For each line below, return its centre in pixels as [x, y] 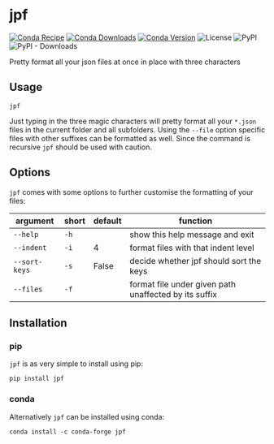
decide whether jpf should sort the [196, 261]
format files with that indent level [192, 248]
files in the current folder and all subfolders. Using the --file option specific [137, 129]
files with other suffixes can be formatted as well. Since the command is [130, 138]
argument [35, 221]
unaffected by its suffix [174, 294]
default [107, 221]
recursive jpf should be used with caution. [81, 147]
